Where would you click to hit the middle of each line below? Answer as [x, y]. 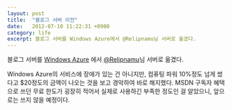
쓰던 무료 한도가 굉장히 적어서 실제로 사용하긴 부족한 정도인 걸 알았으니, [116, 91]
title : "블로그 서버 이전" [43, 20]
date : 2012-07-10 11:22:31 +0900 [59, 26]
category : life [29, 33]
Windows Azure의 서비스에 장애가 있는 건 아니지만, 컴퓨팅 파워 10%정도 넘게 [111, 74]
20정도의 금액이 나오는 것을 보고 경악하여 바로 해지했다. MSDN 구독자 [118, 82]
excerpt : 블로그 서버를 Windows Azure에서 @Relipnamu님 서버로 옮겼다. [102, 39]
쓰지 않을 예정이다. [45, 100]
